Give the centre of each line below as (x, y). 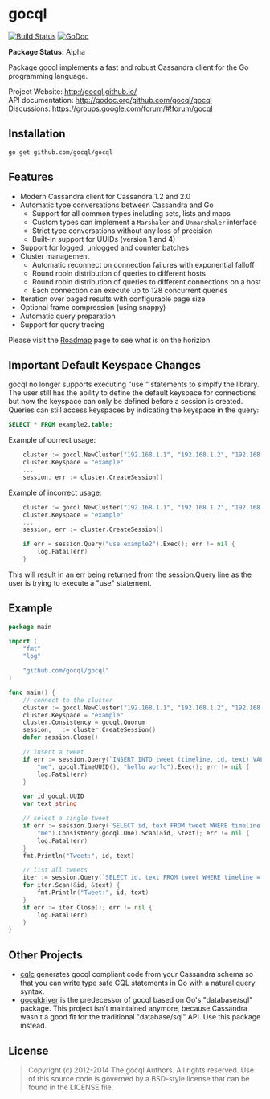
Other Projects (45, 955)
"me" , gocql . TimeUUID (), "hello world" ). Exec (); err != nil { (143, 767)
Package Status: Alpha (47, 51)
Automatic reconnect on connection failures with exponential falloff (143, 264)
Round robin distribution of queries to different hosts (119, 273)
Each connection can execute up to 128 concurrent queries (130, 290)
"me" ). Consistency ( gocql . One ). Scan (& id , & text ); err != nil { (143, 833)
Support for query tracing (62, 324)
